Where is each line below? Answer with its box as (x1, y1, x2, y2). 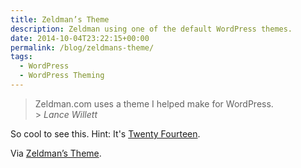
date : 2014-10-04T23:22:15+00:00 (10, 33, 150, 43)
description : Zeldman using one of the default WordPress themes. (10, 24, 293, 34)
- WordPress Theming (19, 71, 105, 81)
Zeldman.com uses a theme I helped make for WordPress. (34, 97, 274, 110)
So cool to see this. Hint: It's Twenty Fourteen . (10, 127, 201, 140)
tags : (10, 52, 33, 62)
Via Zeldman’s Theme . (10, 147, 102, 159)
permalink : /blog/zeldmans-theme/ (10, 42, 155, 53)
